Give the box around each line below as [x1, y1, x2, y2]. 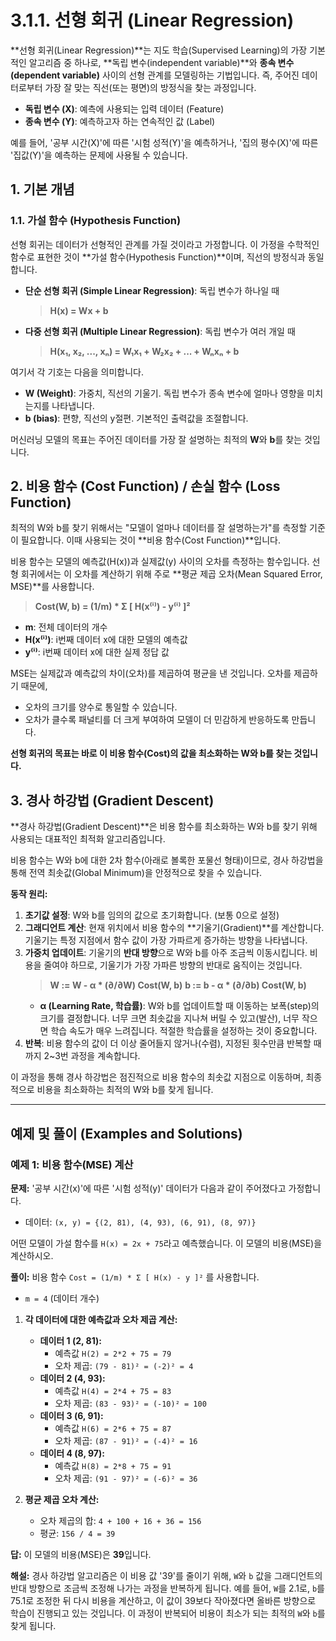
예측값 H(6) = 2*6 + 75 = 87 [54, 1422, 172, 1434]
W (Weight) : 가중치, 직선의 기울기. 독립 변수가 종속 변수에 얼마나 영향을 [24, 387, 305, 399]
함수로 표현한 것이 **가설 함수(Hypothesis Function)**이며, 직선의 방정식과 [10, 251, 306, 263]
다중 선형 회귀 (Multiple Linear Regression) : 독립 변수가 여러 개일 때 [24, 325, 296, 337]
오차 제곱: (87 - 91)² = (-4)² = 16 [54, 1434, 198, 1446]
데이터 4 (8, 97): [39, 1447, 105, 1459]
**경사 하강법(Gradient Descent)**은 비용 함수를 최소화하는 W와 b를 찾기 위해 [10, 821, 318, 833]
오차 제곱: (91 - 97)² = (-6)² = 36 [54, 1472, 198, 1484]
